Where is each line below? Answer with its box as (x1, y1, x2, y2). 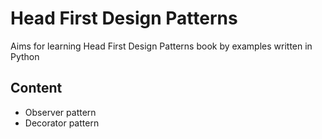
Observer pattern (24, 106, 97, 118)
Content (10, 80, 63, 97)
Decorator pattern (24, 117, 100, 129)
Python (10, 50, 40, 62)
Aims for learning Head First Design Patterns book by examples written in (10, 40, 313, 52)
